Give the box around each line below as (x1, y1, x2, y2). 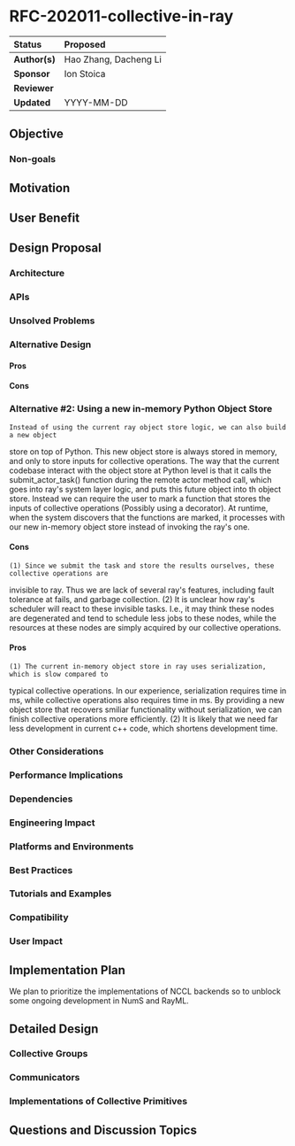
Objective (9, 127, 64, 142)
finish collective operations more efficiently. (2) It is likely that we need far (9, 714, 278, 724)
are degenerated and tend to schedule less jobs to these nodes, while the (9, 613, 276, 623)
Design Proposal (9, 241, 102, 256)
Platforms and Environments (9, 840, 134, 852)
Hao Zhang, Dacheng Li (64, 53, 162, 66)
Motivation (9, 180, 71, 196)
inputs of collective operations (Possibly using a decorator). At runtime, (9, 502, 269, 513)
